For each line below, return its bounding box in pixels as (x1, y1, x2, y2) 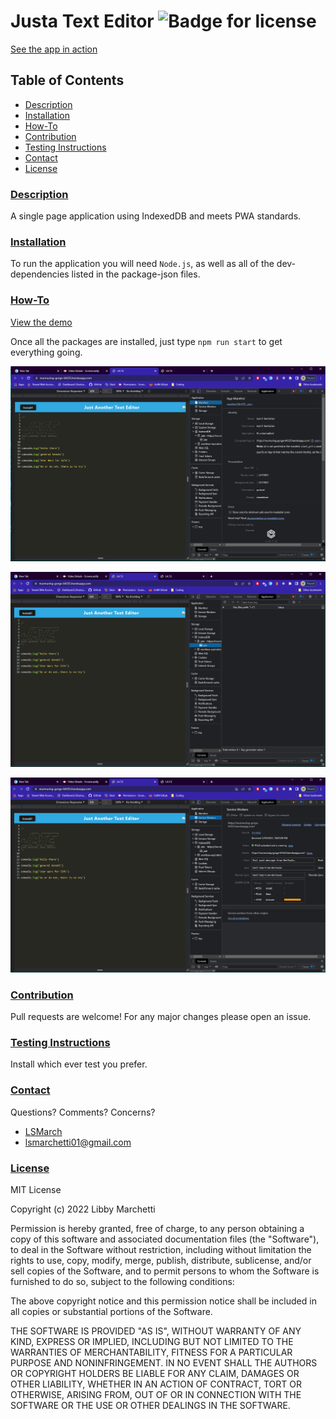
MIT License (10, 1183, 62, 1195)
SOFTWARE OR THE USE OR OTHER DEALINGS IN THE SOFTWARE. (10, 1399, 291, 1411)
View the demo (10, 316, 73, 328)
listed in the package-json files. (71, 268, 201, 280)
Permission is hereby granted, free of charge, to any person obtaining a (10, 1222, 305, 1234)
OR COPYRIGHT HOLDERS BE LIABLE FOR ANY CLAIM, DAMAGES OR (10, 1367, 300, 1379)
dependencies (10, 268, 70, 280)
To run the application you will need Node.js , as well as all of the (10, 258, 275, 270)
